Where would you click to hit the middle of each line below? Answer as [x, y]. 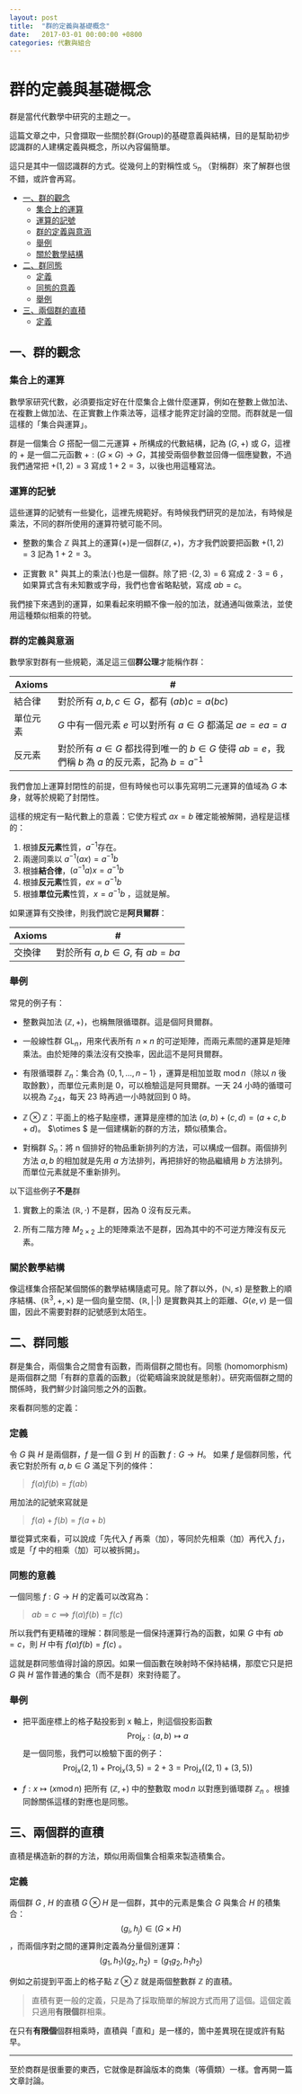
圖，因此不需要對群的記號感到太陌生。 [80, 1311]
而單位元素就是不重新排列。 [74, 1172]
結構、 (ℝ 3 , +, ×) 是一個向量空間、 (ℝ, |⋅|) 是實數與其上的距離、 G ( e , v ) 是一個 [155, 1300]
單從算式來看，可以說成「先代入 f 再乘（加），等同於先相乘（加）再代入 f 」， [150, 1539]
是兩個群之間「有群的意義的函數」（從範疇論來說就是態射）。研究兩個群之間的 [151, 1377]
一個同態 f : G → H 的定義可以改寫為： [80, 1597]
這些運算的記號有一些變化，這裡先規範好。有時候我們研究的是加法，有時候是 [151, 512]
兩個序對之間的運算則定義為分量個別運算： [103, 1946]
